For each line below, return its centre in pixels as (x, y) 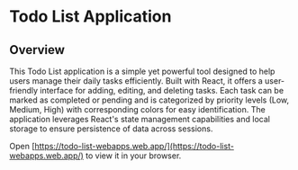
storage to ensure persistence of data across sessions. (111, 129)
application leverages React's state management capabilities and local (140, 119)
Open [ (22, 146)
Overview (37, 50)
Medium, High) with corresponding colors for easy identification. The (137, 109)
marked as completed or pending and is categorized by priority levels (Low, (149, 100)
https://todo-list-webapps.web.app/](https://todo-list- (134, 146)
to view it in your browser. (133, 156)
